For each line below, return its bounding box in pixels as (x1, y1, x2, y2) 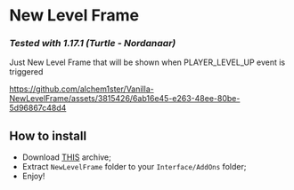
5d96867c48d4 (9, 103, 67, 114)
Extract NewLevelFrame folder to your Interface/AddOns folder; (21, 162, 247, 172)
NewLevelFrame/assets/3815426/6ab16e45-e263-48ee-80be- (9, 93, 241, 104)
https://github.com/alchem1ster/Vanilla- (9, 83, 154, 94)
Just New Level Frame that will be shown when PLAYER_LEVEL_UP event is (9, 57, 286, 67)
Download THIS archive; (21, 152, 111, 162)
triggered (9, 67, 44, 77)
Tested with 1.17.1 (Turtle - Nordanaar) (9, 37, 176, 50)
